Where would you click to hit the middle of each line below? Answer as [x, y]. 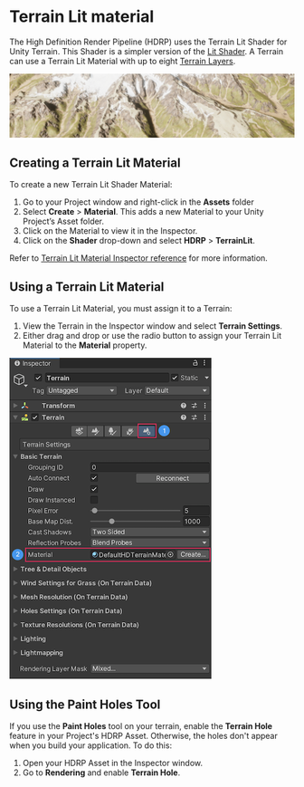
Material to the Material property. [85, 345]
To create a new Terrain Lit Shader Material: [91, 185]
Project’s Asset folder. [63, 221]
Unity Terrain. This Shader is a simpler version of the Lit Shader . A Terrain [147, 51]
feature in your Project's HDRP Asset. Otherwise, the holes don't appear [143, 736]
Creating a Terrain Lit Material [95, 163]
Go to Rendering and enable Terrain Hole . [101, 773]
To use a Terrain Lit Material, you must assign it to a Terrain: [121, 309]
